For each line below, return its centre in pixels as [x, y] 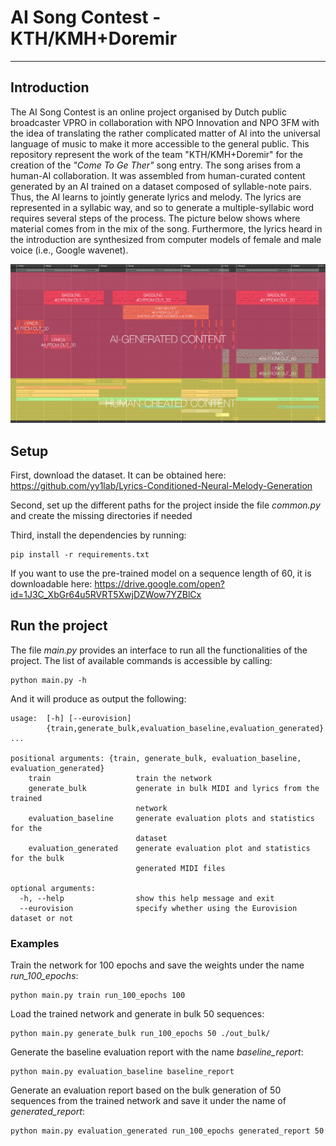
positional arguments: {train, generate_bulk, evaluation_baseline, [156, 758]
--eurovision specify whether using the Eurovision [158, 908]
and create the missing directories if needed [101, 516]
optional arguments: [53, 888]
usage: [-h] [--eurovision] [71, 718]
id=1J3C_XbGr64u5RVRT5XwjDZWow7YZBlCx [106, 595]
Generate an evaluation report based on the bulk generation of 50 [146, 1090]
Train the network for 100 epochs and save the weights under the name [157, 965]
